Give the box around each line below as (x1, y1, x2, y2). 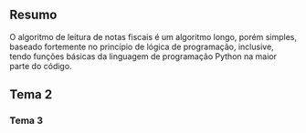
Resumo (9, 7, 58, 23)
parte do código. (9, 60, 72, 71)
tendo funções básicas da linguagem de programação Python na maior (9, 50, 277, 62)
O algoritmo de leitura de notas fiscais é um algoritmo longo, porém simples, (9, 31, 297, 42)
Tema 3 (9, 114, 44, 127)
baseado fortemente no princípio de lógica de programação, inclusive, (9, 41, 274, 52)
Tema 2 (9, 87, 53, 103)
